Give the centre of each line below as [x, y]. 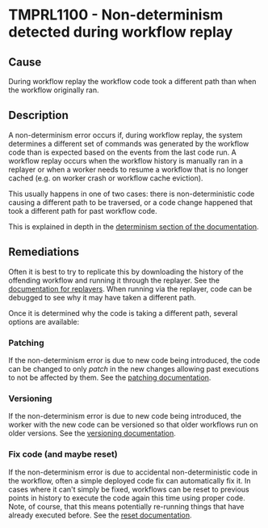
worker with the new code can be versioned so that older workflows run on [133, 425]
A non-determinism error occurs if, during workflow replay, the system [126, 134]
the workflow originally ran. [54, 90]
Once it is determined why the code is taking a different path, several [123, 313]
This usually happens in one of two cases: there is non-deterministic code [132, 194]
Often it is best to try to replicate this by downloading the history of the [126, 271]
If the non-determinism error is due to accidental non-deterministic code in [133, 472]
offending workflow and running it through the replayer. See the [114, 280]
